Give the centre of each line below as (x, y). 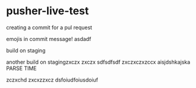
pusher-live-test (48, 11)
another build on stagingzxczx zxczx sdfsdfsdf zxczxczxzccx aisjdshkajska (98, 62)
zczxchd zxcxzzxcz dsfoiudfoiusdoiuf (52, 80)
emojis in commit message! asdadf (49, 39)
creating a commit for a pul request (49, 27)
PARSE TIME (21, 68)
